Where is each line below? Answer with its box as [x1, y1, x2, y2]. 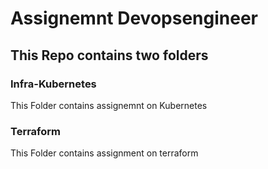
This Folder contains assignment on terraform [10, 147, 199, 159]
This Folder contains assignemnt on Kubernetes [10, 99, 208, 111]
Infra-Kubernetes [10, 77, 97, 91]
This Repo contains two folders [10, 47, 209, 64]
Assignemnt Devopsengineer [10, 7, 258, 30]
